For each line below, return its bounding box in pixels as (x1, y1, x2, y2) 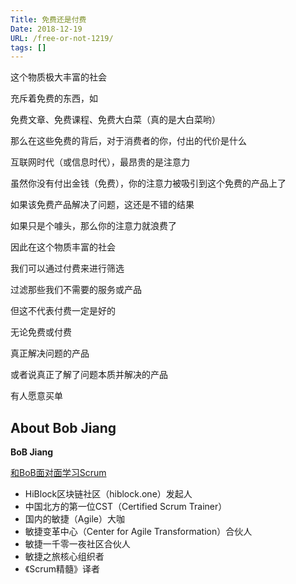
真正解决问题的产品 (10, 347, 90, 360)
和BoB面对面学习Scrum (10, 467, 107, 479)
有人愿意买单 (10, 390, 63, 402)
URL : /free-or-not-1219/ (10, 33, 114, 43)
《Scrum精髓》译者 (24, 563, 100, 575)
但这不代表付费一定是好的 (10, 305, 116, 317)
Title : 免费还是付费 (10, 14, 87, 25)
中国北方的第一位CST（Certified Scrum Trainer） (24, 501, 228, 513)
